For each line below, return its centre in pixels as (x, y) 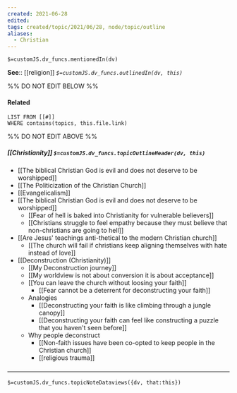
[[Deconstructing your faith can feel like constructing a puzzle (128, 320)
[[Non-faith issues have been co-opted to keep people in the (127, 343)
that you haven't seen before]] (83, 328)
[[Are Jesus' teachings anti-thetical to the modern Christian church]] (117, 238)
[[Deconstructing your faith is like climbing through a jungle (125, 306)
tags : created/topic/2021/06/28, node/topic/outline (86, 27)
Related (19, 102)
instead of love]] (52, 253)
